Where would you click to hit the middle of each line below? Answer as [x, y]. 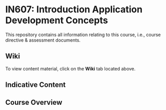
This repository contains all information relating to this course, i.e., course [83, 34]
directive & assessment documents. [43, 40]
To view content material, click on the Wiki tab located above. [70, 68]
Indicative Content [35, 85]
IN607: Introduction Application [74, 10]
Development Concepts [57, 20]
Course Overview [34, 102]
